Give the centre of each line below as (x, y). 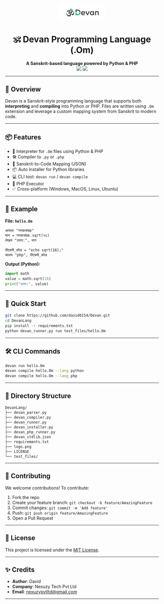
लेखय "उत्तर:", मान (21, 240)
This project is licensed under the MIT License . (52, 550)
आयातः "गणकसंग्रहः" (20, 230)
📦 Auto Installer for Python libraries (48, 169)
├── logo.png (18, 447)
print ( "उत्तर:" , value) (27, 284)
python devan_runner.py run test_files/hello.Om (55, 331)
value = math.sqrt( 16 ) (28, 279)
